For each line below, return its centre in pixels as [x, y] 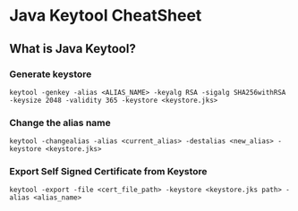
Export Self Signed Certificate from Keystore [108, 172]
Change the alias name [60, 122]
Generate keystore [51, 74]
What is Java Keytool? [72, 49]
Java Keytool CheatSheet [106, 16]
